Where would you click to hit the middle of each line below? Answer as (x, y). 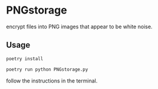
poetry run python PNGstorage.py (47, 69)
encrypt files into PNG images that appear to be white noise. (79, 27)
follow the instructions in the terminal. (52, 81)
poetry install (25, 59)
